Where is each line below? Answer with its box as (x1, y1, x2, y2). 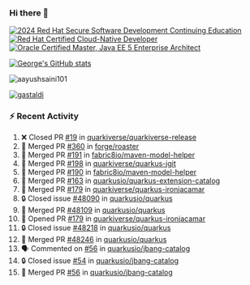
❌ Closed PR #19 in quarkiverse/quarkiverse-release (20, 132, 197, 142)
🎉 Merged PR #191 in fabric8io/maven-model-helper (20, 150, 196, 160)
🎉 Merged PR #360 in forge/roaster (20, 141, 140, 151)
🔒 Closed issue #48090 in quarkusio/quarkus (20, 194, 173, 203)
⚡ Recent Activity (9, 111, 80, 122)
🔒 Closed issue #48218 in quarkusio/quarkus (20, 223, 171, 232)
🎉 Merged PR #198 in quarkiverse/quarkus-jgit (20, 158, 177, 168)
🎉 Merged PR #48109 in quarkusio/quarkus (20, 205, 166, 215)
